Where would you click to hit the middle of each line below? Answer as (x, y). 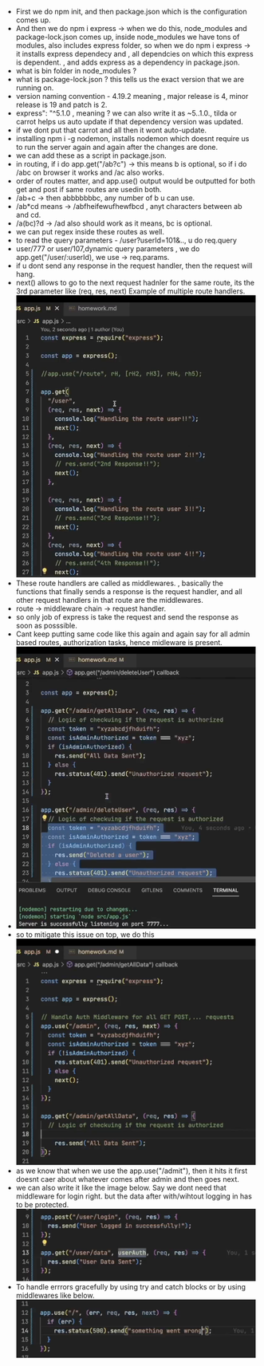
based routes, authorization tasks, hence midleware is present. (119, 642)
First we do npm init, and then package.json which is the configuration (131, 12)
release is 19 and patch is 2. (61, 104)
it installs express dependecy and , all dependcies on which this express (134, 54)
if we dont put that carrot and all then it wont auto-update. (111, 130)
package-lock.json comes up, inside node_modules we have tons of (128, 37)
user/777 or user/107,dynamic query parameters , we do (108, 249)
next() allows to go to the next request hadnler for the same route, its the (135, 283)
